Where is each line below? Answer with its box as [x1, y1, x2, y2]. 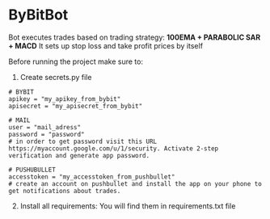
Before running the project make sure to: [8, 57, 144, 66]
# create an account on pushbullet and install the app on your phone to [8, 179, 263, 187]
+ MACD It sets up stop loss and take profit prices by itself [8, 40, 204, 50]
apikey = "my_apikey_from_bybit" [8, 95, 121, 103]
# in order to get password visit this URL [8, 137, 158, 145]
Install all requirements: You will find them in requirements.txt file [19, 200, 236, 211]
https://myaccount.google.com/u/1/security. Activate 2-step [8, 144, 219, 153]
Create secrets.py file [19, 72, 92, 82]
